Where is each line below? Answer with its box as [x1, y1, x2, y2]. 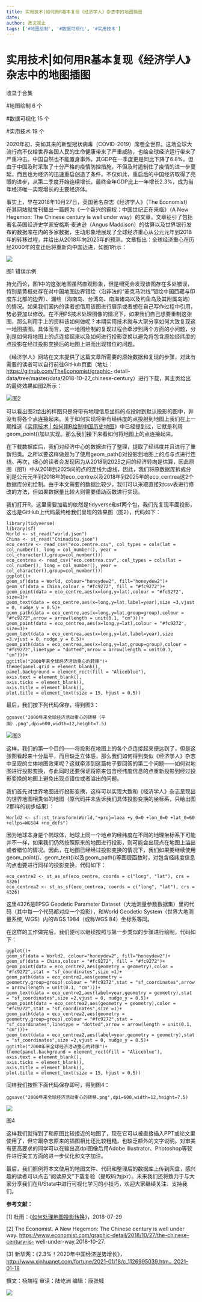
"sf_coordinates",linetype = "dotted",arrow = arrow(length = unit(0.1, [6, 1022, 192, 1028]
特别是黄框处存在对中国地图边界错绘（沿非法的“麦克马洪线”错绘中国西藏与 [6, 288, 191, 295]
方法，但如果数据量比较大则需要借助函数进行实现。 [16, 488, 143, 496]
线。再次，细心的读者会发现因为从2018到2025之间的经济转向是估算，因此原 [6, 458, 194, 465]
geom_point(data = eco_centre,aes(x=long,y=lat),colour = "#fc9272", [6, 589, 185, 595]
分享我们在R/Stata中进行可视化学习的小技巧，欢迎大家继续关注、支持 [11, 1180, 183, 1188]
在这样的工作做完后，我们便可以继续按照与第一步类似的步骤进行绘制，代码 [6, 929, 191, 936]
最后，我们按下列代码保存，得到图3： [6, 701, 99, 708]
